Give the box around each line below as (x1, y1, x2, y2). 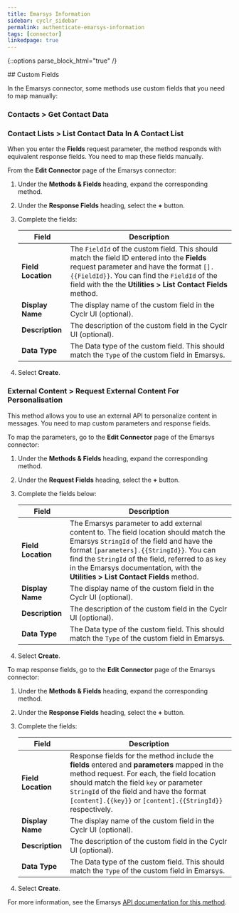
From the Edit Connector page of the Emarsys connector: (7, 166, 176, 175)
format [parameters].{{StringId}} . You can (70, 545, 216, 554)
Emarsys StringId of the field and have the (70, 536, 213, 546)
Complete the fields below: (17, 489, 97, 497)
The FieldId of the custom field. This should (70, 244, 218, 254)
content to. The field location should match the (70, 527, 225, 537)
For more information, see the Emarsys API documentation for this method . (7, 897, 227, 906)
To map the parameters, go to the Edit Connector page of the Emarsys (7, 433, 215, 441)
